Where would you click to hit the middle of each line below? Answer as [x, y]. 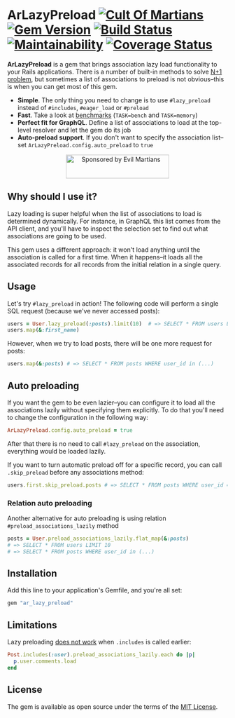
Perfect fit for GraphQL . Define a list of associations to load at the [113, 122]
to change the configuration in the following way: [78, 418]
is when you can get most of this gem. [62, 86]
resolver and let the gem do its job [82, 130]
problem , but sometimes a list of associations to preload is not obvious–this [116, 79]
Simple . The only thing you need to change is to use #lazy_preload [114, 100]
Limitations [32, 625]
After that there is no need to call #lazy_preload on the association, [104, 443]
